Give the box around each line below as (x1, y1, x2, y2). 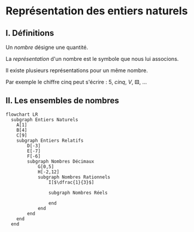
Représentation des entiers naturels (5, 4, 188, 18)
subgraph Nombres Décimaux (27, 158, 95, 165)
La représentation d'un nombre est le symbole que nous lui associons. (5, 55, 179, 62)
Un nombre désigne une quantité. (5, 44, 88, 51)
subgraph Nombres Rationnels (37, 174, 111, 180)
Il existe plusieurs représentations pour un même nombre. (5, 67, 148, 74)
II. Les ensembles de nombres (5, 95, 119, 106)
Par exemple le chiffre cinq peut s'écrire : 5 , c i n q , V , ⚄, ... (5, 79, 147, 85)
